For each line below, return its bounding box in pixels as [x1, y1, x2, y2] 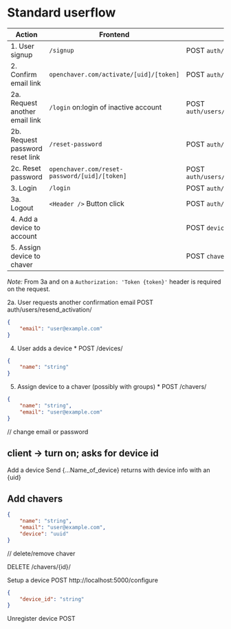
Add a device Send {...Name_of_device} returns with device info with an [7, 466, 211, 474]
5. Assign [10, 242, 41, 252]
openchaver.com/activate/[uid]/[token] [49, 70, 180, 78]
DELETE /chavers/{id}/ [7, 562, 71, 571]
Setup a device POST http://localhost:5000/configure [7, 576, 158, 584]
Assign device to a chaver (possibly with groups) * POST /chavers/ [16, 383, 207, 391]
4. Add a [10, 214, 38, 224]
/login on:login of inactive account [49, 102, 162, 111]
